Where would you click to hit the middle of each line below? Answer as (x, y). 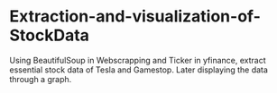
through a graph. (41, 79)
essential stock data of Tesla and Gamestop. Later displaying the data (139, 70)
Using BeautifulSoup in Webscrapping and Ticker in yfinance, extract (138, 60)
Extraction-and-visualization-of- (135, 17)
